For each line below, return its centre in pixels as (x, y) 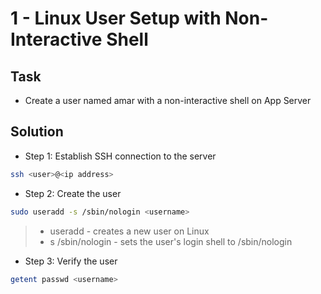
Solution (37, 132)
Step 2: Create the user (73, 193)
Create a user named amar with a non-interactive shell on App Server (168, 100)
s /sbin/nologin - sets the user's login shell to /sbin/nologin (171, 241)
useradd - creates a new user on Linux (129, 231)
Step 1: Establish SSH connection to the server (120, 156)
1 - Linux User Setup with (116, 18)
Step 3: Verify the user (71, 261)
